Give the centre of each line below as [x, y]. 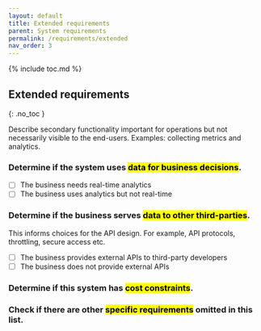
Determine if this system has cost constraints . [101, 287]
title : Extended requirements [59, 23]
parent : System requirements [57, 31]
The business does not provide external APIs [95, 266]
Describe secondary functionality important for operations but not [118, 129]
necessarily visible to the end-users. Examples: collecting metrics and [125, 137]
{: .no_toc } [27, 113]
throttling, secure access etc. [57, 241]
